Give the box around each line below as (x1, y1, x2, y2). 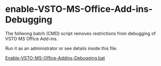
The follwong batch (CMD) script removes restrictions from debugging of (5, 30, 156, 36)
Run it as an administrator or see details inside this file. (5, 45, 118, 51)
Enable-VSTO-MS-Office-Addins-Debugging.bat (5, 55, 105, 61)
